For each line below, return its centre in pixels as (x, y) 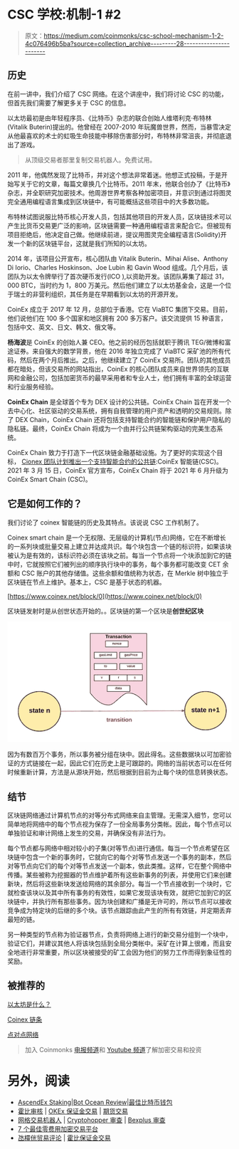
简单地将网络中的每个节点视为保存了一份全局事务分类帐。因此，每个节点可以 (119, 824)
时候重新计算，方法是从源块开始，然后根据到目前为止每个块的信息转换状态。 (119, 772)
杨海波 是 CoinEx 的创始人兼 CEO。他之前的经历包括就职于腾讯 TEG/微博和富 (119, 342)
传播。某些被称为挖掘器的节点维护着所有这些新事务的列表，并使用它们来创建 (119, 875)
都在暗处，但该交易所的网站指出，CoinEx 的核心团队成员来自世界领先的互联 (118, 369)
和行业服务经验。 (32, 387)
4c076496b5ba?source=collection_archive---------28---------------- (127, 43)
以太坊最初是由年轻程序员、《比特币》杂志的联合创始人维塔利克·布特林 (110, 117)
